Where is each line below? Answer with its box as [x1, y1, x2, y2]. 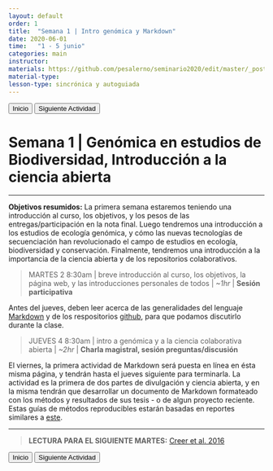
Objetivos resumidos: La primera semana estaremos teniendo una [8, 202, 232, 212]
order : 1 [8, 20, 38, 28]
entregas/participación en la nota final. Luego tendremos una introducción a [8, 219, 263, 229]
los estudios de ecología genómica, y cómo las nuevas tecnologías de [8, 228, 243, 238]
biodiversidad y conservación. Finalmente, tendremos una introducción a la [8, 245, 261, 255]
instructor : [8, 58, 49, 66]
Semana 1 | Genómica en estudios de [8, 133, 262, 152]
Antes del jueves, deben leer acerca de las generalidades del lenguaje [8, 303, 244, 313]
